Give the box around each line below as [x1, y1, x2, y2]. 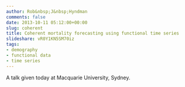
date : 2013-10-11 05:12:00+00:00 [6, 19, 88, 25]
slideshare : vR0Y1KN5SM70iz [6, 36, 75, 42]
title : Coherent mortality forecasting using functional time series [6, 31, 180, 36]
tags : [6, 42, 19, 48]
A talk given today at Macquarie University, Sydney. [6, 74, 131, 81]
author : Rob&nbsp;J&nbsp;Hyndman [6, 8, 88, 15]
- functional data [6, 52, 51, 58]
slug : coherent [6, 25, 43, 31]
